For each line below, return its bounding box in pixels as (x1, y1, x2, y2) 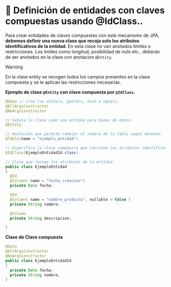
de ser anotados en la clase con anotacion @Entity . (5, 54, 113, 60)
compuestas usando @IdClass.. (5, 15, 144, 27)
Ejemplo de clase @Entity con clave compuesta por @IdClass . (5, 89, 136, 95)
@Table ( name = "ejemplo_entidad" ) (5, 136, 79, 142)
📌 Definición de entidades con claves (5, 5, 165, 16)
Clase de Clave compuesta (5, 234, 63, 240)
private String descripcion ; (10, 216, 72, 221)
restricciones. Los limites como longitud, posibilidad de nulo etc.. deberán (5, 48, 160, 55)
